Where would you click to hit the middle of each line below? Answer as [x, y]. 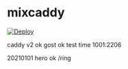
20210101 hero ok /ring [39, 58]
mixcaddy [36, 13]
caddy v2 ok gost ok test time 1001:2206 [64, 44]
